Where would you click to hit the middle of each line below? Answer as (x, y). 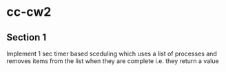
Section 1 (26, 37)
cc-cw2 (29, 12)
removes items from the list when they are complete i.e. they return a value (113, 61)
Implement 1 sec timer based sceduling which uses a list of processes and (112, 53)
